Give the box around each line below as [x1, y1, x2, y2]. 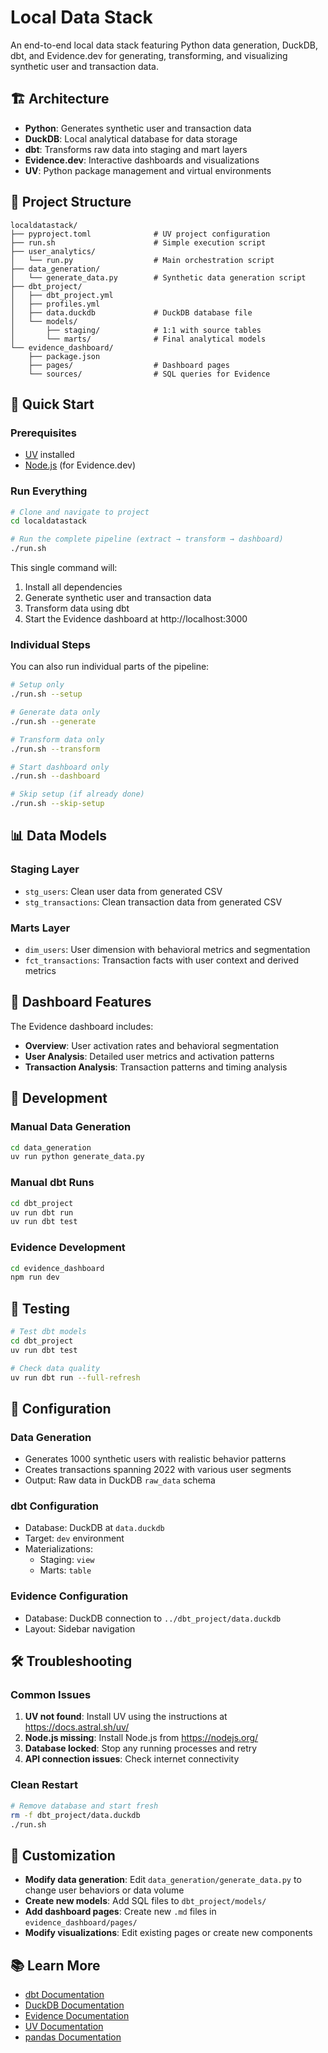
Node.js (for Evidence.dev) [24, 459, 137, 471]
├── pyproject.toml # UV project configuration [10, 229, 271, 239]
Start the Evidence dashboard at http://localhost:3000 [24, 613, 248, 625]
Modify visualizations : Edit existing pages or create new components [24, 1927, 313, 1939]
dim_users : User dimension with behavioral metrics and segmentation [24, 944, 311, 956]
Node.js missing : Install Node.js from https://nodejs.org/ [24, 1732, 259, 1744]
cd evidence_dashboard [10, 1263, 105, 1273]
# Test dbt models [10, 1327, 87, 1337]
